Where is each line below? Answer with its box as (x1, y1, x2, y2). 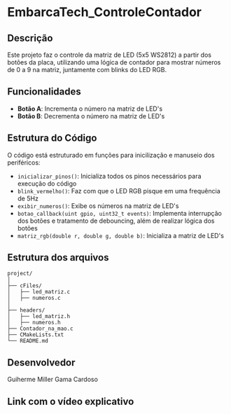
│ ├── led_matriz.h (7, 313, 71, 320)
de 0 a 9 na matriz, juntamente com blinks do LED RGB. (7, 66, 167, 74)
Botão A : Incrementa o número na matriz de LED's (17, 104, 163, 113)
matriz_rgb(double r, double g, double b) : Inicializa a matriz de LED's (17, 231, 224, 240)
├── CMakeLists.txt (7, 331, 64, 338)
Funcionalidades (7, 85, 82, 98)
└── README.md (7, 338, 49, 345)
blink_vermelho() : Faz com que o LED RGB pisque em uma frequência (17, 186, 220, 195)
